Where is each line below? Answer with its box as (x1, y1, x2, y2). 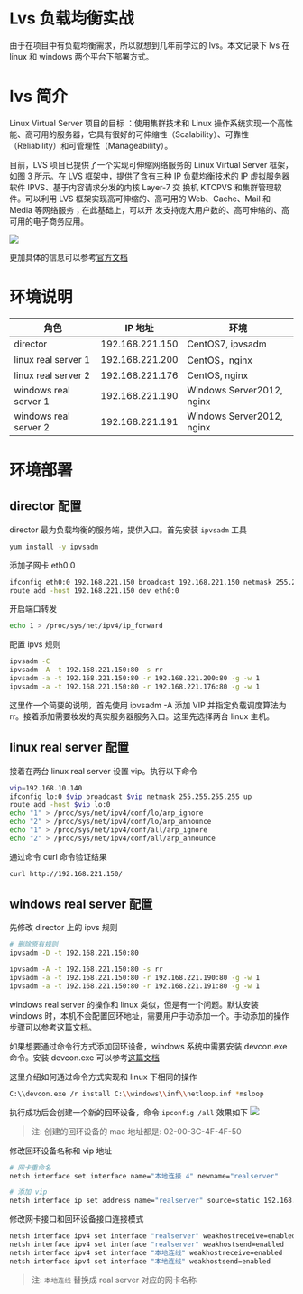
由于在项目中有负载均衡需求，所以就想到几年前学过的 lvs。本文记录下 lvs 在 (9, 40, 290, 51)
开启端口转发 (9, 604, 57, 615)
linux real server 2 (14, 369, 90, 382)
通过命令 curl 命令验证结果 (9, 851, 108, 862)
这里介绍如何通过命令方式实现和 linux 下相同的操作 (9, 1071, 197, 1082)
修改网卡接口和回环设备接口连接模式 (9, 1214, 144, 1225)
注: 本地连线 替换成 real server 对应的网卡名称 (31, 1274, 197, 1285)
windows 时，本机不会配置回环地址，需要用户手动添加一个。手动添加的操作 (9, 1010, 290, 1021)
